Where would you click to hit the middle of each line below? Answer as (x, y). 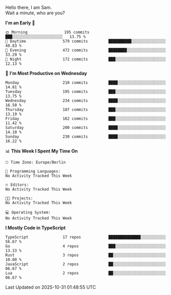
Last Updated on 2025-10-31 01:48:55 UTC (51, 287)
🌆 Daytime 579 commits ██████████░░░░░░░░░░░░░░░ (86, 41)
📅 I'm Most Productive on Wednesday (46, 73)
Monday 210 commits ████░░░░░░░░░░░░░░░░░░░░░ (86, 83)
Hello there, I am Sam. (29, 7)
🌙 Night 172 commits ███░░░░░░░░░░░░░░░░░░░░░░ (86, 59)
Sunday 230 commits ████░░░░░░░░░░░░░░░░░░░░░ (86, 137)
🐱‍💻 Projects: (19, 198)
